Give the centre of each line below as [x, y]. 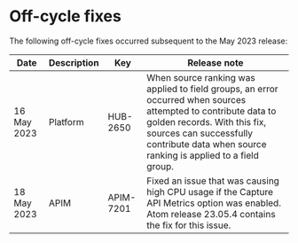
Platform [66, 121]
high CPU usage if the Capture [209, 192]
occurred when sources [196, 99]
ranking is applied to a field [202, 155]
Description [74, 62]
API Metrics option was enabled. [214, 203]
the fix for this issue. [188, 225]
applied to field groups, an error [212, 89]
